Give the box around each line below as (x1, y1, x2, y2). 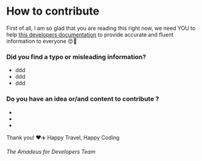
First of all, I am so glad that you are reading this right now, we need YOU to (6, 24, 196, 32)
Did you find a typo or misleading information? (6, 52, 147, 61)
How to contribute (6, 4, 100, 18)
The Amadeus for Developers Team (6, 148, 96, 155)
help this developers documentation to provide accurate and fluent (6, 30, 174, 38)
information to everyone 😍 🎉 (6, 37, 77, 45)
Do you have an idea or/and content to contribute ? (6, 95, 159, 103)
